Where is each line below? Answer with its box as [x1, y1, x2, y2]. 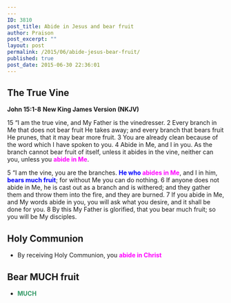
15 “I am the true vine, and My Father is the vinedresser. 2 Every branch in [7, 119, 217, 127]
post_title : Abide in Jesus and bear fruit [7, 23, 134, 30]
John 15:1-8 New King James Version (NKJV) [7, 105, 139, 114]
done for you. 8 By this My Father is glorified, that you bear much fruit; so [7, 205, 216, 214]
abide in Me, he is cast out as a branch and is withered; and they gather [7, 184, 211, 192]
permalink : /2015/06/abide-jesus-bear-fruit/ [7, 49, 140, 56]
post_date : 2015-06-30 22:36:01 [7, 61, 100, 68]
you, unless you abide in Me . [7, 155, 90, 164]
